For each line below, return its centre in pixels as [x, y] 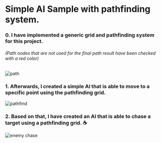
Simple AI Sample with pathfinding [78, 9]
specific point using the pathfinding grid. [55, 93]
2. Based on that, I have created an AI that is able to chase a [78, 116]
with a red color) [22, 58]
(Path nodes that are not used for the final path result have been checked [80, 53]
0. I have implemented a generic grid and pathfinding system [80, 35]
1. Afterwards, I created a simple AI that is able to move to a [78, 87]
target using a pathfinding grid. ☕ [46, 123]
